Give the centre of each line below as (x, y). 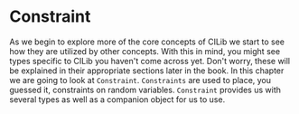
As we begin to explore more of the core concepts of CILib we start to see (147, 42)
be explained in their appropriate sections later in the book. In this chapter (147, 71)
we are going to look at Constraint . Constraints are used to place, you (140, 80)
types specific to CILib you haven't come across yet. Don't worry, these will (150, 61)
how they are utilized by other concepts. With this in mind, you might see (145, 51)
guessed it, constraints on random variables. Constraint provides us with (145, 90)
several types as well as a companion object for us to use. (117, 99)
